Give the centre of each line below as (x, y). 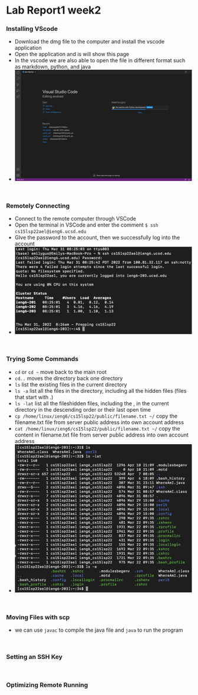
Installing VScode (32, 29)
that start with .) (34, 397)
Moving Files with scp (38, 617)
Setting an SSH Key (34, 657)
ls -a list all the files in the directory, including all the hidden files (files (100, 390)
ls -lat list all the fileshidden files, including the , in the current (92, 403)
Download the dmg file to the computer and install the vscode (90, 41)
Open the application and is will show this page (72, 54)
